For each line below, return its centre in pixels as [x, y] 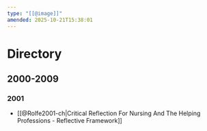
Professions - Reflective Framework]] [70, 121]
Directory [34, 54]
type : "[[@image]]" [35, 13]
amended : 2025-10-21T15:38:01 [50, 20]
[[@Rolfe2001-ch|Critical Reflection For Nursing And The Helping [109, 113]
